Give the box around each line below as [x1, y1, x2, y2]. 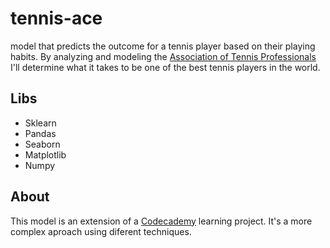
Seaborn [24, 138, 61, 150]
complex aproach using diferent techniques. [10, 225, 192, 237]
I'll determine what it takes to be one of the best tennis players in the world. [10, 61, 321, 73]
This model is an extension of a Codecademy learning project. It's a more [10, 215, 313, 227]
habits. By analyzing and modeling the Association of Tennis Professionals [10, 50, 317, 62]
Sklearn [24, 117, 57, 129]
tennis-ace [10, 7, 103, 30]
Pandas [24, 127, 57, 139]
